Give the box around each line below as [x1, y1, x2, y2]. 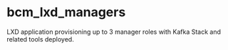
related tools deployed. [6, 35, 74, 43]
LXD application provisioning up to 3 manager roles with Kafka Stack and [6, 27, 222, 36]
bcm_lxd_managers [6, 4, 126, 20]
